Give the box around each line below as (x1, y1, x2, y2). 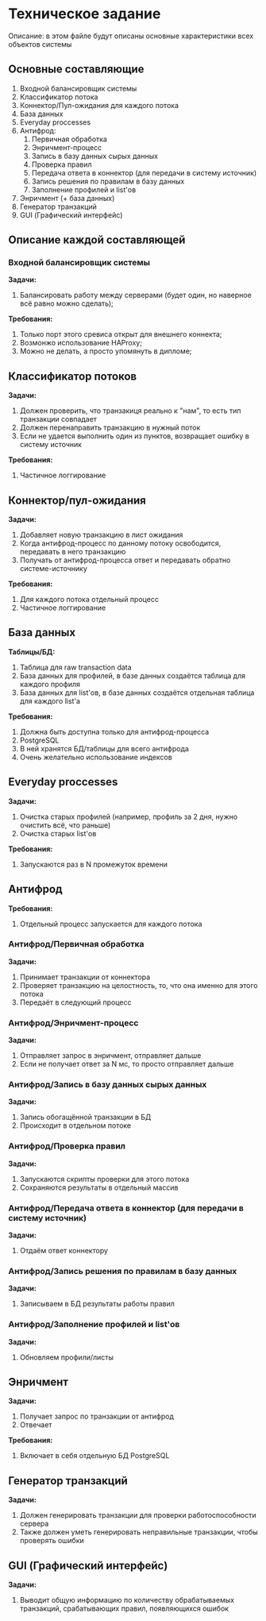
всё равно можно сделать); (19, 299, 114, 308)
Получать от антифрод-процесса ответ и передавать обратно (19, 555, 231, 565)
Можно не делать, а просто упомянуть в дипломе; (19, 346, 192, 356)
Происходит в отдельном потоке (19, 1121, 132, 1130)
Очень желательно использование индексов (19, 752, 172, 762)
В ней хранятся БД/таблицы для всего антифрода (19, 743, 189, 753)
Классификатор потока (19, 92, 98, 102)
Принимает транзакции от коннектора (19, 972, 151, 982)
